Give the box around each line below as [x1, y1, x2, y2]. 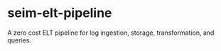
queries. [7, 35, 32, 44]
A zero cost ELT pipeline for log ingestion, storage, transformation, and [7, 28, 215, 37]
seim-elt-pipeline [7, 5, 112, 21]
